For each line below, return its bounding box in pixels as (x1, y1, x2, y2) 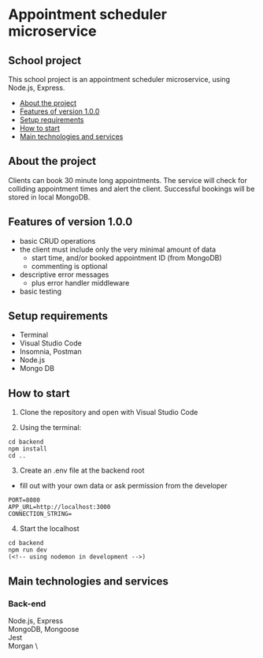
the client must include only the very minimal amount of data (19, 245, 217, 254)
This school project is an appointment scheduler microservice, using (8, 75, 231, 84)
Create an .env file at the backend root (19, 465, 145, 475)
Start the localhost (19, 524, 80, 533)
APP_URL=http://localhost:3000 (8, 503, 111, 511)
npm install (8, 445, 47, 453)
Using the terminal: (19, 423, 82, 432)
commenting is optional (31, 261, 108, 271)
